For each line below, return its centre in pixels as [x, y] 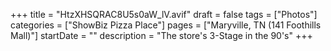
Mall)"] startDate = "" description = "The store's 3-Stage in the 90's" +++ [161, 35]
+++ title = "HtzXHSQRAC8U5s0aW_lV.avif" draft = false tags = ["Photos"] [164, 14]
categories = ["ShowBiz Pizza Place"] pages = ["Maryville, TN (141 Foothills [166, 25]
